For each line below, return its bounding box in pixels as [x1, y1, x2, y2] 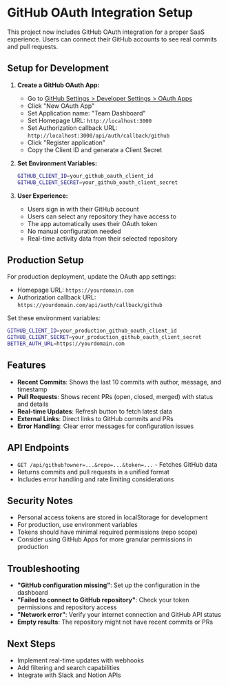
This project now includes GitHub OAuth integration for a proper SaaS [7, 28, 205, 36]
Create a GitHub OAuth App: [17, 81, 100, 89]
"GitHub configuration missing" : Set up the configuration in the [17, 581, 200, 589]
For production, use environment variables [17, 521, 138, 529]
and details [17, 400, 49, 408]
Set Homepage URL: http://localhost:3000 [27, 116, 152, 124]
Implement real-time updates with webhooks [17, 656, 145, 665]
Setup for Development [7, 62, 109, 74]
